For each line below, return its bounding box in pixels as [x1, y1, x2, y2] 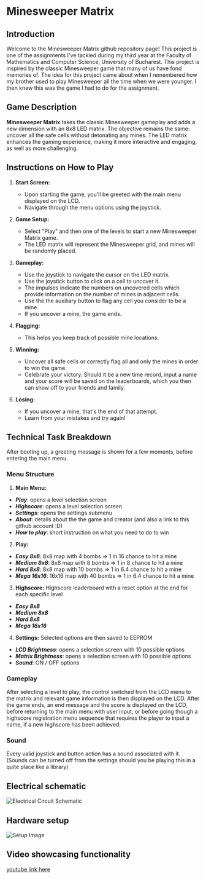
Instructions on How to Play [6, 162, 114, 173]
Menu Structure [6, 470, 55, 479]
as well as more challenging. [6, 144, 78, 152]
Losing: [15, 395, 36, 403]
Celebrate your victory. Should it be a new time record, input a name [24, 371, 197, 378]
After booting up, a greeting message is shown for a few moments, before [6, 448, 193, 455]
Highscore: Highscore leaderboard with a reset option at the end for [15, 584, 188, 591]
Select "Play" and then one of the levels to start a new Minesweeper [24, 227, 197, 235]
